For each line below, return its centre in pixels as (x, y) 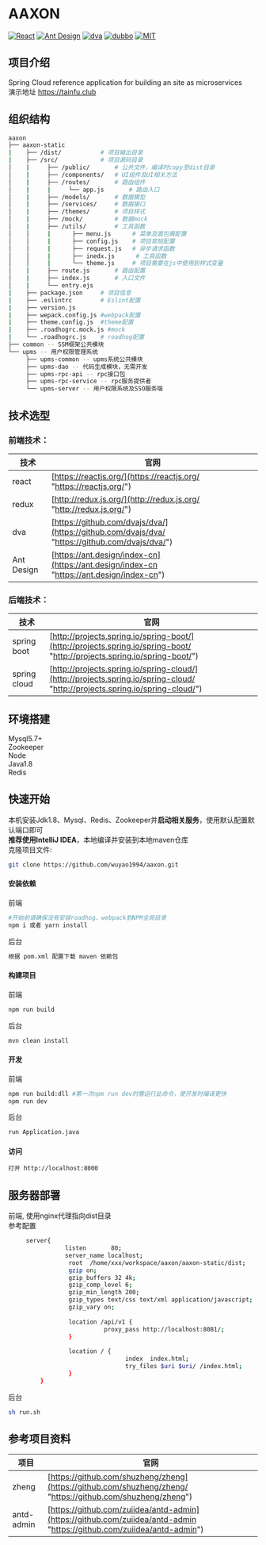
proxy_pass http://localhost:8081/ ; (164, 1329)
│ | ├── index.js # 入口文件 (77, 279)
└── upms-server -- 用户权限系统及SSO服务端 (95, 389)
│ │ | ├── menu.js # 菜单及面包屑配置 (98, 234)
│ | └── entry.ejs (51, 286)
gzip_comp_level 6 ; (101, 1285)
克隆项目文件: (30, 849)
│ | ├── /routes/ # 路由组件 (77, 182)
